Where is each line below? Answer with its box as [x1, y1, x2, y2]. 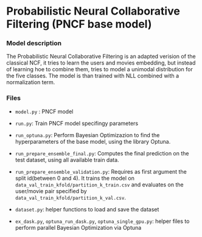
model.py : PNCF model [15, 108, 74, 115]
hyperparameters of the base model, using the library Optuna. [15, 138, 171, 145]
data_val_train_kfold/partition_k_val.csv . [15, 194, 127, 201]
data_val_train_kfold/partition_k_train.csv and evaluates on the [15, 181, 184, 188]
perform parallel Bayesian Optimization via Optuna [15, 224, 142, 231]
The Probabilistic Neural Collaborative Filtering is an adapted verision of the [6, 53, 196, 60]
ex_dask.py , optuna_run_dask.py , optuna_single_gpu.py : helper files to [15, 218, 190, 225]
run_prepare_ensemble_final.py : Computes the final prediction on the [15, 149, 189, 157]
